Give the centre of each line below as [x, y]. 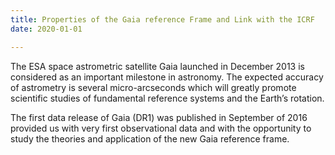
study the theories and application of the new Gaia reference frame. [150, 138]
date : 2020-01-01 [46, 29]
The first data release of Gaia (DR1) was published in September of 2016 [159, 117]
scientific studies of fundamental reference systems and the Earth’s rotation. [167, 98]
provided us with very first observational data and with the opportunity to [161, 128]
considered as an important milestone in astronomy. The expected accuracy [167, 77]
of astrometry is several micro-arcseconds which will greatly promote [153, 87]
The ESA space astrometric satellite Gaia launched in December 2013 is [157, 66]
